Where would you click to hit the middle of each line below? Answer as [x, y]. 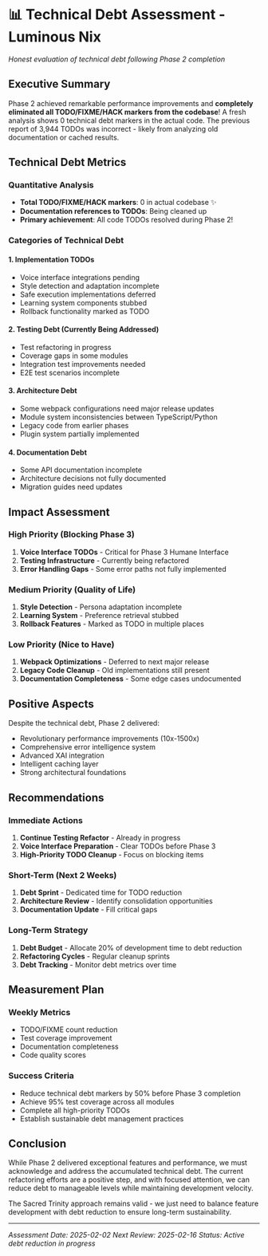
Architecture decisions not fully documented [93, 478]
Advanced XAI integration [62, 756]
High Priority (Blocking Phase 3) [72, 534]
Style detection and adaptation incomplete [89, 285]
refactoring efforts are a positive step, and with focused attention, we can [129, 1179]
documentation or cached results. [64, 137]
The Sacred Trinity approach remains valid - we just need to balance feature [134, 1203]
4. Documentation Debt [48, 452]
